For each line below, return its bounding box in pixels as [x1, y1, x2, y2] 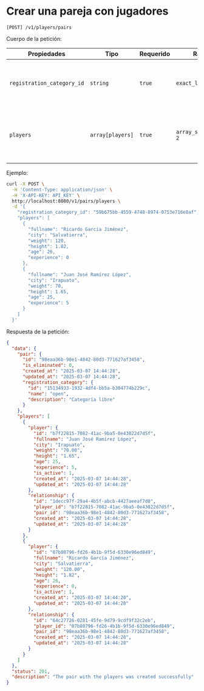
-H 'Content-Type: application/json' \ [12, 186, 113, 193]
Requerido [139, 49, 171, 58]
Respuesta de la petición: [6, 328, 70, 335]
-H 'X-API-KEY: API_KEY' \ [12, 192, 80, 199]
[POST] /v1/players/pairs [6, 24, 72, 30]
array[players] [90, 131, 134, 138]
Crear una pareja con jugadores [6, 4, 169, 18]
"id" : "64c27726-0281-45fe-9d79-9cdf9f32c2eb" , [33, 617, 156, 623]
